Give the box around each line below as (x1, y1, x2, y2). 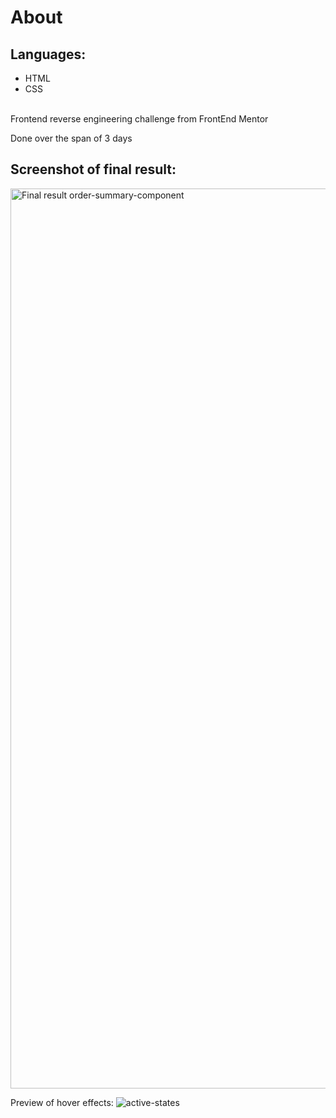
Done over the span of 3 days (10, 132, 133, 144)
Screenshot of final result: (10, 161, 177, 178)
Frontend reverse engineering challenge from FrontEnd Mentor (10, 113, 269, 125)
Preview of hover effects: (10, 1096, 114, 1108)
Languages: (10, 46, 87, 63)
